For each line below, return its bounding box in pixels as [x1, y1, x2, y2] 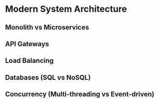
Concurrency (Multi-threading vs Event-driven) [5, 90, 155, 99]
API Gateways [5, 39, 49, 48]
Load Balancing [5, 57, 54, 65]
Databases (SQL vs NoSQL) [5, 73, 91, 82]
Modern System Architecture [5, 3, 127, 15]
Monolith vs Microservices [5, 23, 89, 32]
